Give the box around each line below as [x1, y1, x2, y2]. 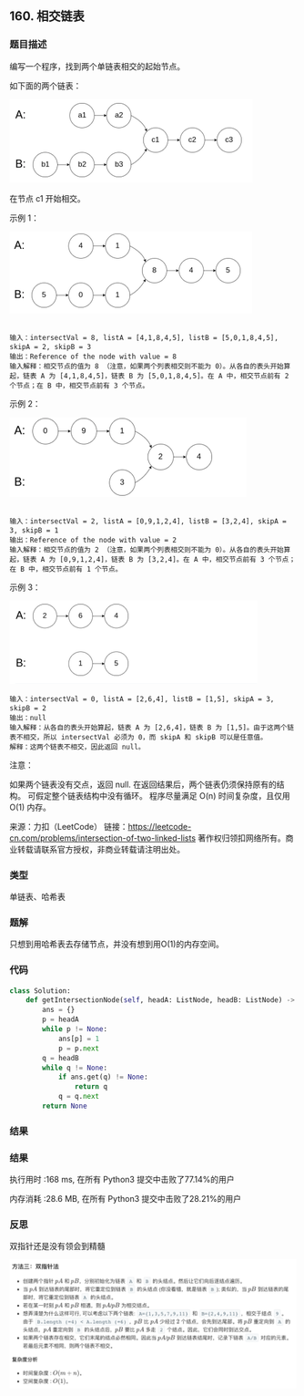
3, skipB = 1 [9, 525, 59, 535]
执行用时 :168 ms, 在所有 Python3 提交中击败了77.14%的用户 [9, 1174, 235, 1185]
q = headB [42, 1053, 79, 1062]
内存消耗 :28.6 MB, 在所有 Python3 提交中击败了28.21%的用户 [9, 1194, 241, 1205]
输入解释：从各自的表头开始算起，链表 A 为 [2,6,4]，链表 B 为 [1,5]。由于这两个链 [9, 723, 294, 732]
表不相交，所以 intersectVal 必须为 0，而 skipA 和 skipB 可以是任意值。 [9, 732, 268, 741]
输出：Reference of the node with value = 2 [9, 535, 177, 544]
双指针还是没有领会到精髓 [9, 1241, 106, 1252]
